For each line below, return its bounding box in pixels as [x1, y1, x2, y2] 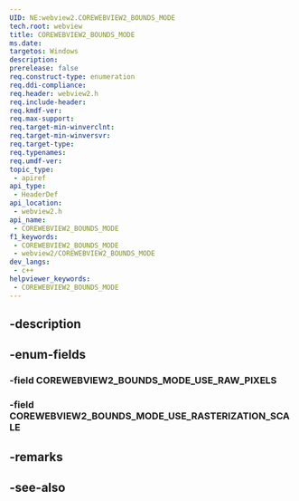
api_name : [9, 215, 47, 225]
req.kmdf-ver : [9, 106, 63, 115]
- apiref [13, 173, 47, 182]
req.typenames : [9, 148, 67, 157]
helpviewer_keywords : [9, 275, 91, 284]
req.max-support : [9, 114, 75, 123]
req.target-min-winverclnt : [9, 123, 116, 132]
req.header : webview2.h [9, 89, 99, 98]
